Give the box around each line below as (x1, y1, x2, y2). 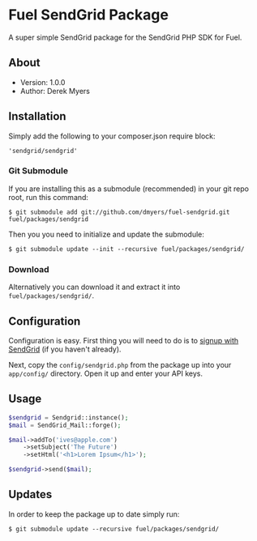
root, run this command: (8, 192, 89, 202)
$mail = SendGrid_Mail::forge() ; (8, 421, 122, 429)
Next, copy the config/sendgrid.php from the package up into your (8, 360, 232, 369)
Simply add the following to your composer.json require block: (8, 131, 216, 141)
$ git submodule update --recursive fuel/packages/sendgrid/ (8, 525, 220, 533)
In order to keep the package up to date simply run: (8, 509, 180, 519)
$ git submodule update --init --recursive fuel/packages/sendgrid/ (8, 245, 245, 253)
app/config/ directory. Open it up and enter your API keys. (8, 368, 203, 378)
